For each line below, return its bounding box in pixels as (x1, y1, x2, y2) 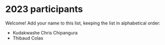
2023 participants (5, 3, 83, 15)
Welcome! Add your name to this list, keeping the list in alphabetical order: (5, 20, 161, 26)
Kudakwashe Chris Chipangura (12, 29, 78, 35)
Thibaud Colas (12, 35, 44, 41)
